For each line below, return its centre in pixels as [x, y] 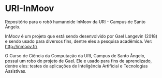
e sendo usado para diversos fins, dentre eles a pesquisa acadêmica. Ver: [79, 41]
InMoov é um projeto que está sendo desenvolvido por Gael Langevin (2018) [81, 36]
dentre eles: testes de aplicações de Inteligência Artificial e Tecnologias [76, 66]
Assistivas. [16, 71]
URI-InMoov [29, 8]
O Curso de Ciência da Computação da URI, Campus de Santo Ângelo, [75, 55]
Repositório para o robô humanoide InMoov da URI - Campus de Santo [75, 22]
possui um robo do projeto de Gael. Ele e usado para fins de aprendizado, [79, 61]
